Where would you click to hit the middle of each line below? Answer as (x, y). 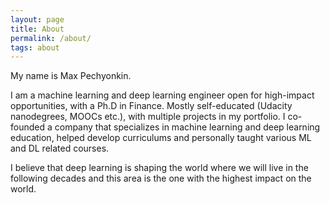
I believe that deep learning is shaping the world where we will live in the (159, 168)
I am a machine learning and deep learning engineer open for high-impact (162, 95)
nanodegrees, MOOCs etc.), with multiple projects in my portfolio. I (148, 117)
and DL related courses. (60, 148)
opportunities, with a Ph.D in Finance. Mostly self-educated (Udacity (151, 106)
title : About (37, 29)
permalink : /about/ (51, 38)
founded (28, 127)
